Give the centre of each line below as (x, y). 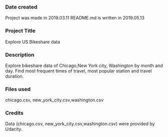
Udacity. (14, 129)
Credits (14, 113)
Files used (18, 89)
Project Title (21, 31)
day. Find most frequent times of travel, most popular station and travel (78, 70)
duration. (15, 76)
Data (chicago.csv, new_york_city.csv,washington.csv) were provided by (80, 124)
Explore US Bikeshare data (33, 41)
